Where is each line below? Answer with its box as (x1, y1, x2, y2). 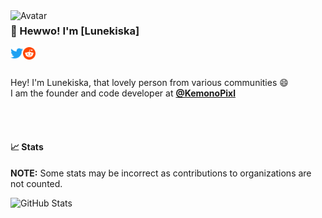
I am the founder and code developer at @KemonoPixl (10, 87, 236, 99)
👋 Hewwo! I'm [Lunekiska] (10, 24, 140, 38)
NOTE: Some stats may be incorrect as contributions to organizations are (10, 167, 312, 179)
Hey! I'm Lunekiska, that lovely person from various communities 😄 (10, 77, 289, 89)
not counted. (10, 177, 63, 189)
